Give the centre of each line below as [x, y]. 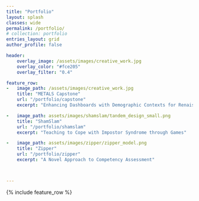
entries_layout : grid [33, 39]
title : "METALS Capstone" [49, 94]
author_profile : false [34, 45]
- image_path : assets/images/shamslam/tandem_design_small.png [88, 116]
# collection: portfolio [37, 34]
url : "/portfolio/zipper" [49, 154]
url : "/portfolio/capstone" [51, 100]
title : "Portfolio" [30, 12]
